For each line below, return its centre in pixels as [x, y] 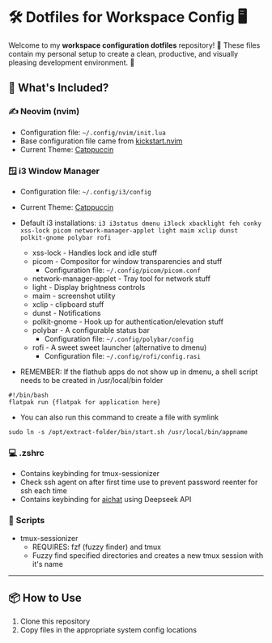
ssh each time [43, 491]
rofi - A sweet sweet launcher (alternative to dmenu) [119, 347]
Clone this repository [55, 621]
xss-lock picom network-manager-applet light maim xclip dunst [129, 230]
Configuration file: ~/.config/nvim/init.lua [93, 132]
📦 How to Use [45, 598]
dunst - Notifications [66, 313]
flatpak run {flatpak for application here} [85, 402]
